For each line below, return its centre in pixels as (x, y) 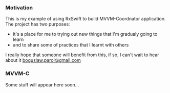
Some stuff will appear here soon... (42, 85)
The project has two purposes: (38, 24)
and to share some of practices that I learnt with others (71, 45)
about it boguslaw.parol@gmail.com (43, 60)
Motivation (19, 8)
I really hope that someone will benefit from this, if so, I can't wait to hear (82, 55)
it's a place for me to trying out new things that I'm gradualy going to (85, 34)
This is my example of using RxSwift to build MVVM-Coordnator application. (86, 19)
